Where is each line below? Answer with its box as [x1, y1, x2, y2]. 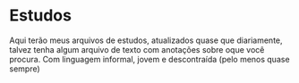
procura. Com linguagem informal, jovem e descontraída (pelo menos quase [9, 54, 290, 64]
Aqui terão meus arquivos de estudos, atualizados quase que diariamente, [9, 35, 284, 46]
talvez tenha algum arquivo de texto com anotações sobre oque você [9, 44, 265, 54]
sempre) [9, 63, 40, 74]
